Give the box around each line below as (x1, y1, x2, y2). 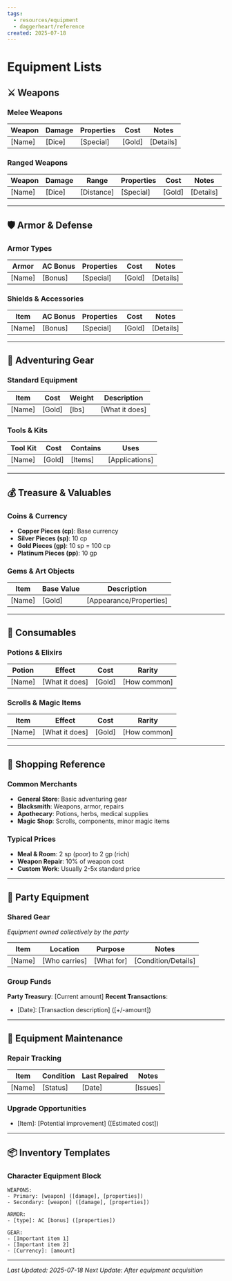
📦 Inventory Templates (7, 1147, 110, 1158)
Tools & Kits (7, 425, 48, 435)
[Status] (41, 1083, 69, 1093)
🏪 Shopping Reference (7, 758, 106, 770)
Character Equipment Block (7, 1171, 101, 1181)
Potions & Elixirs (7, 647, 63, 657)
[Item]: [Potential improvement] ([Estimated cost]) (17, 1120, 159, 1128)
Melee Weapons (7, 107, 64, 117)
